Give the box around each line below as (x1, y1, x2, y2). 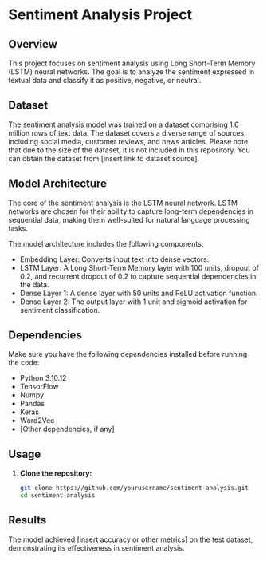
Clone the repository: (19, 468, 92, 478)
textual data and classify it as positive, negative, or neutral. (8, 76, 202, 85)
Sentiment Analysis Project (8, 6, 193, 24)
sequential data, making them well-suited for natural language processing (8, 215, 250, 224)
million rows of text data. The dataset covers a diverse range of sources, (8, 128, 247, 137)
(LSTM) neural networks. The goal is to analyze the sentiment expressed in (8, 67, 255, 77)
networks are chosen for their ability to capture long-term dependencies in (8, 206, 254, 216)
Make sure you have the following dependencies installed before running (8, 350, 248, 359)
